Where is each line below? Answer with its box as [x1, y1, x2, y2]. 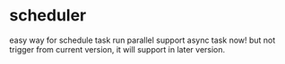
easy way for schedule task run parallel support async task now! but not [9, 35, 276, 45]
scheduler [9, 5, 87, 26]
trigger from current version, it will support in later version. [9, 44, 226, 54]
